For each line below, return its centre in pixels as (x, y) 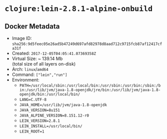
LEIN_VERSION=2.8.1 (40, 121)
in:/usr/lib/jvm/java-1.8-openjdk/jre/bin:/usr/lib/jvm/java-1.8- (90, 90)
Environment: (25, 80)
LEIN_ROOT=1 (32, 131)
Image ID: (22, 38)
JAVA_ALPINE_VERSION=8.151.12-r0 (54, 115)
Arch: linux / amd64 (30, 69)
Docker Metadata (32, 26)
